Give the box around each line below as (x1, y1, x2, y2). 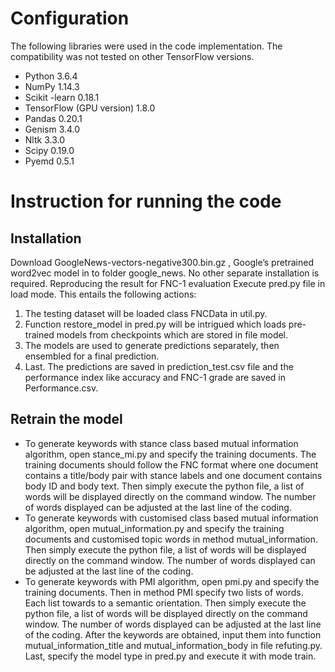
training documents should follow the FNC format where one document (24, 458, 319, 471)
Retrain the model (10, 411, 123, 428)
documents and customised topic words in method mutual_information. (24, 533, 319, 545)
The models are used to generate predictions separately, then (24, 339, 280, 351)
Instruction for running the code (10, 190, 282, 213)
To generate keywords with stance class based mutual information (24, 437, 299, 449)
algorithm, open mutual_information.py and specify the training (24, 522, 285, 534)
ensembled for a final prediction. (24, 350, 160, 362)
